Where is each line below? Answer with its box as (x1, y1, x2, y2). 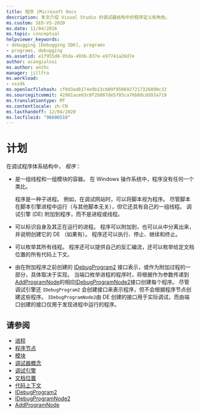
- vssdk (6, 81, 26, 87)
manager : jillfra (6, 70, 50, 76)
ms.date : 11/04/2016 (6, 25, 58, 32)
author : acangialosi (6, 59, 58, 65)
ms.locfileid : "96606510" (6, 114, 70, 120)
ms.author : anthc (6, 64, 50, 70)
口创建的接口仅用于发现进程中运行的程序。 (14, 301, 120, 308)
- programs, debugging (6, 48, 63, 54)
